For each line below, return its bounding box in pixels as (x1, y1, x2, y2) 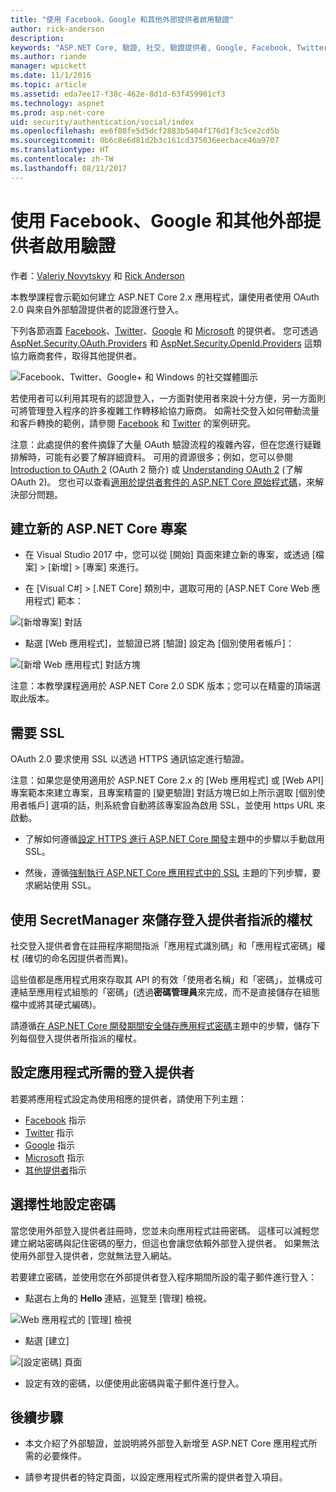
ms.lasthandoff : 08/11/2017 (10, 163, 128, 173)
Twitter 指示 (24, 1126, 75, 1138)
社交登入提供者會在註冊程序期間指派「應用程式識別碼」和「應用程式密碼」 (10, 940, 317, 951)
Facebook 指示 (24, 1114, 87, 1126)
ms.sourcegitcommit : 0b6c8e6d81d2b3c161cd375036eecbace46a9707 (10, 136, 280, 146)
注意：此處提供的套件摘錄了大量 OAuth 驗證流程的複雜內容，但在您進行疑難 (10, 438, 322, 450)
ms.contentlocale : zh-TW (10, 154, 114, 164)
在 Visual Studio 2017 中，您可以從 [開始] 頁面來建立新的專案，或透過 (24, 549, 310, 561)
